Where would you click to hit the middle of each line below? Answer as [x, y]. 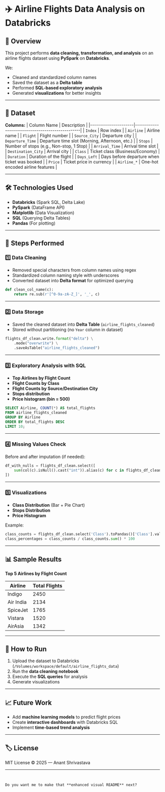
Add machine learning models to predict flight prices [66, 717]
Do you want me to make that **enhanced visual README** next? [71, 785]
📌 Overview [23, 41]
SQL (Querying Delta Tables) [41, 218]
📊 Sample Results [33, 559]
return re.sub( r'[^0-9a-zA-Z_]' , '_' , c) [57, 294]
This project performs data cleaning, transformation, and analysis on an [79, 53]
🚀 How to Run [26, 649]
